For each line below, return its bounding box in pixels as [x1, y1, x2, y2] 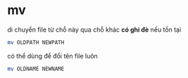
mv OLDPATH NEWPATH [7, 39, 65, 46]
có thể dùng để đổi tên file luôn [7, 51, 99, 60]
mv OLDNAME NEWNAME [7, 65, 65, 72]
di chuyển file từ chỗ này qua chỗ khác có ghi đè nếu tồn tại [7, 25, 182, 34]
